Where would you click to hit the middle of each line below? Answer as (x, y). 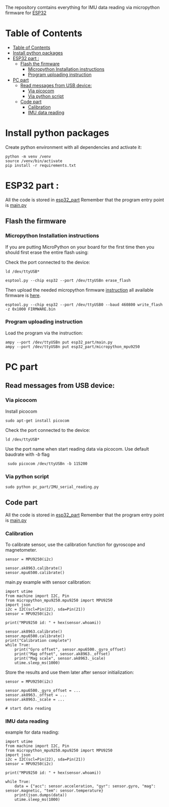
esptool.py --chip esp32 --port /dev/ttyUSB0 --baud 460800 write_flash (84, 305)
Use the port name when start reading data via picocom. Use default (77, 449)
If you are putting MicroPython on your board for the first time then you (80, 247)
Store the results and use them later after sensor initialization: (69, 672)
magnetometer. (21, 550)
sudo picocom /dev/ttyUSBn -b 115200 (47, 463)
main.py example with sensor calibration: (48, 582)
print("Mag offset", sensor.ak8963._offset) (62, 654)
